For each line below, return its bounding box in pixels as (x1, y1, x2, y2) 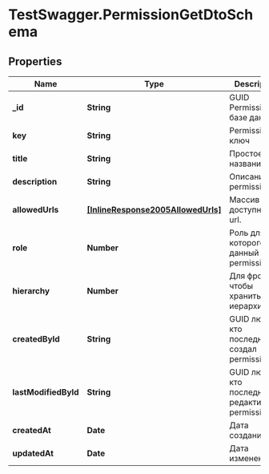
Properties (8, 55, 62, 68)
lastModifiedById (12, 387, 79, 398)
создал (229, 343, 258, 354)
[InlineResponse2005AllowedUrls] (86, 205, 222, 215)
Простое (229, 148, 263, 159)
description (12, 176, 58, 187)
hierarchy (12, 286, 50, 296)
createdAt (12, 425, 52, 436)
